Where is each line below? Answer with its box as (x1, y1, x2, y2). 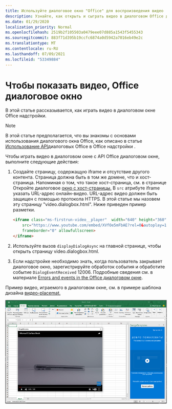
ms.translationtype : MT (5, 41, 56, 46)
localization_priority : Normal (5, 25, 72, 30)
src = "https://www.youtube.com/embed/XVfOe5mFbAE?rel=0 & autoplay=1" (22, 223, 169, 228)
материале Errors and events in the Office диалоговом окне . (12, 274, 143, 281)
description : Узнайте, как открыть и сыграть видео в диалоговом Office (5, 13, 164, 19)
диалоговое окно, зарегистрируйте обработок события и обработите (12, 264, 165, 270)
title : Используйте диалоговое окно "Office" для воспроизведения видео (5, 8, 164, 13)
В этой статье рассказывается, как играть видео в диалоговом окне (5, 107, 156, 114)
